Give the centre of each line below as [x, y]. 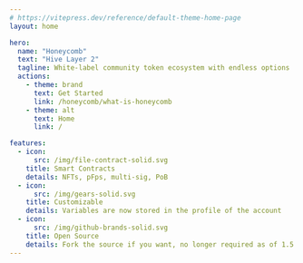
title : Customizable [64, 202]
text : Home [54, 119]
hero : [20, 43]
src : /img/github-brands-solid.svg [101, 228]
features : [28, 143]
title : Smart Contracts [71, 169]
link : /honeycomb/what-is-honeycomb [103, 102]
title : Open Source [63, 236]
